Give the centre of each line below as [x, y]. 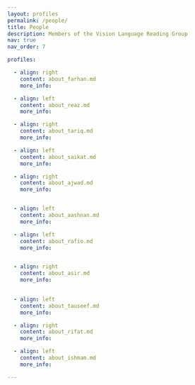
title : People [28, 27]
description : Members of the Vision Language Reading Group [98, 34]
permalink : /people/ [38, 21]
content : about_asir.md [55, 274]
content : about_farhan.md [58, 79]
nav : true [22, 40]
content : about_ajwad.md [57, 183]
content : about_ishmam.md [58, 358]
